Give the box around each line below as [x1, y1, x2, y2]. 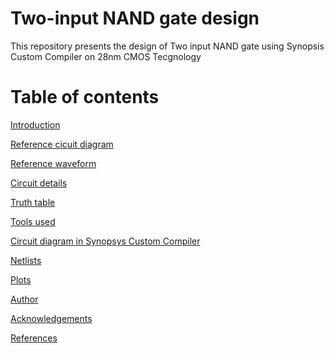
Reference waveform [10, 157, 97, 169]
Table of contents [10, 86, 160, 109]
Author [10, 293, 39, 305]
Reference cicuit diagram [10, 138, 114, 150]
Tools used [10, 215, 56, 227]
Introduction [10, 118, 61, 131]
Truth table [10, 196, 56, 208]
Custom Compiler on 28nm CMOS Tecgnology [10, 50, 202, 62]
